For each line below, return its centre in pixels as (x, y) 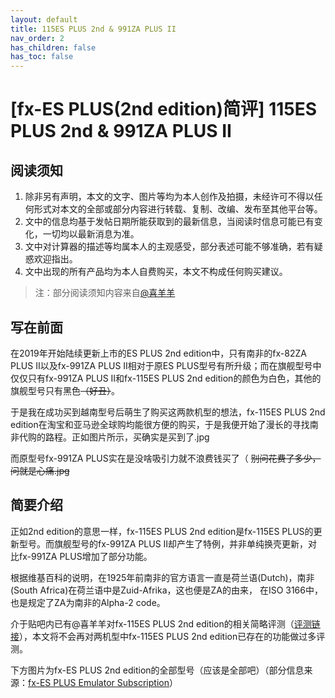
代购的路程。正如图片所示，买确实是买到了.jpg (114, 437)
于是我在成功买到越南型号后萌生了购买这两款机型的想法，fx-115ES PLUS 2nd (168, 412)
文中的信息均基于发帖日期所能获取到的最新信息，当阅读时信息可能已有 (169, 222)
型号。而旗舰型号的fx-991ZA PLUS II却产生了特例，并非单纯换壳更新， (163, 543)
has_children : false (53, 47)
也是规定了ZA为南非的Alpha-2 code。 (88, 602)
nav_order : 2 (37, 38)
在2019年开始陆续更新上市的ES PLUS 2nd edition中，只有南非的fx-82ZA (158, 353)
